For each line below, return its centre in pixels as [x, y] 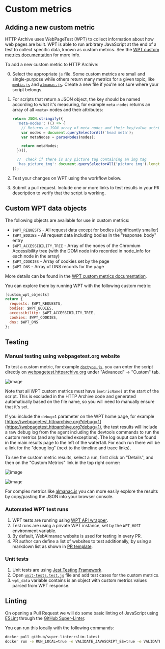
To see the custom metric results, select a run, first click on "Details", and [79, 458]
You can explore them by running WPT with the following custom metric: [78, 286]
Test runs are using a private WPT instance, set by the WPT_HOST [76, 525]
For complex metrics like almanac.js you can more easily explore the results [82, 491]
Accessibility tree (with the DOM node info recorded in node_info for [81, 251]
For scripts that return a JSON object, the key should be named [76, 99]
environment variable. [34, 531]
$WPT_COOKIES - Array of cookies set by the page [61, 261]
